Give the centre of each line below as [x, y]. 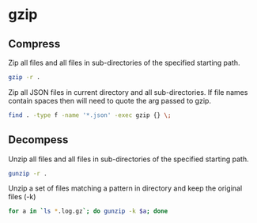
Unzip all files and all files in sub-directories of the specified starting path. [128, 159]
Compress [34, 44]
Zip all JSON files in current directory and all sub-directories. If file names [128, 92]
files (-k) [22, 197]
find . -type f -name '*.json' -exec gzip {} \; [90, 115]
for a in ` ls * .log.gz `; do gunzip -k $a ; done [88, 211]
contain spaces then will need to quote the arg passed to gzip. [110, 100]
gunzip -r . [28, 173]
